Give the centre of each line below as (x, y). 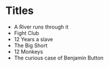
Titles (20, 11)
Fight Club (26, 33)
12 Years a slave (33, 39)
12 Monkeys (28, 51)
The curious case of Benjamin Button (59, 58)
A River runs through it (41, 27)
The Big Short (31, 45)
